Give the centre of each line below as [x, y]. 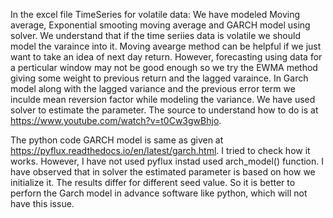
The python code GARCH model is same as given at [117, 140]
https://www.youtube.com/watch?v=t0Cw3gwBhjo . [116, 120]
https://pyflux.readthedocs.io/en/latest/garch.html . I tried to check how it [160, 150]
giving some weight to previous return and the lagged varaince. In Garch [159, 78]
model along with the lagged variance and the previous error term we [153, 88]
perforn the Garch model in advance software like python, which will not [159, 193]
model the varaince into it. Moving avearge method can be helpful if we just [166, 46]
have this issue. [42, 203]
